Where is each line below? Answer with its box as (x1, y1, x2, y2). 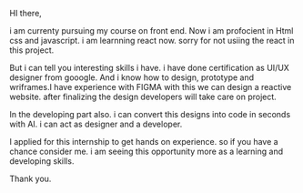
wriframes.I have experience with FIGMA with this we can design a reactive (9, 82, 292, 92)
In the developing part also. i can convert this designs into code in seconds (9, 109, 291, 119)
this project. (9, 45, 55, 56)
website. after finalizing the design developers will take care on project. (9, 91, 278, 102)
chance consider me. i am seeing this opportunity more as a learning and (9, 146, 284, 157)
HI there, (9, 8, 43, 18)
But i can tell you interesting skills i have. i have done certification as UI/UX (9, 63, 289, 73)
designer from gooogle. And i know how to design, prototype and (9, 72, 255, 83)
